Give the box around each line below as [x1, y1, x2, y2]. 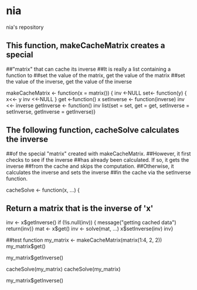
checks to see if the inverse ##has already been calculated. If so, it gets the [6, 156, 189, 163]
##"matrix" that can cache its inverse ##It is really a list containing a [6, 65, 171, 72]
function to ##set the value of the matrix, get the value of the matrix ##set [6, 72, 185, 79]
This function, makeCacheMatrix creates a [6, 41, 165, 51]
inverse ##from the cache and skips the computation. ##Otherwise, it [6, 162, 174, 169]
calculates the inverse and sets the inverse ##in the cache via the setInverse [6, 169, 191, 176]
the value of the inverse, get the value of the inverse [6, 78, 133, 85]
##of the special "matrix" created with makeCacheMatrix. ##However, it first [6, 150, 191, 157]
